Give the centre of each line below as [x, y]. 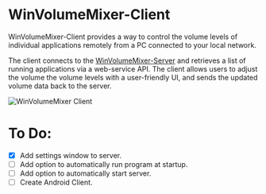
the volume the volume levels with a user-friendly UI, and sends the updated [133, 77]
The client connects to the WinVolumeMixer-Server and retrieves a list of [127, 60]
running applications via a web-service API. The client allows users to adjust [133, 68]
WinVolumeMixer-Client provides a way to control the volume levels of [123, 37]
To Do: [30, 134]
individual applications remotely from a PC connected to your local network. [132, 45]
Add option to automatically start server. [85, 173]
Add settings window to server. [71, 155]
